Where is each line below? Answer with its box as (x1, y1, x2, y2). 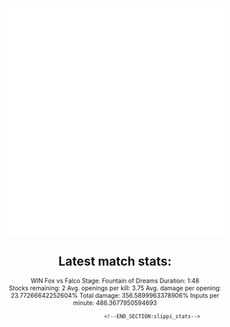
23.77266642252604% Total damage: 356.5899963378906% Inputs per (10, 291, 220, 299)
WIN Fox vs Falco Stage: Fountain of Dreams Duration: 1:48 (30, 276, 200, 285)
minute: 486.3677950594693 (73, 299, 157, 307)
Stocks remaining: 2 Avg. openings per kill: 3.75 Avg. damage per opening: (8, 283, 222, 292)
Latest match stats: (58, 253, 172, 269)
